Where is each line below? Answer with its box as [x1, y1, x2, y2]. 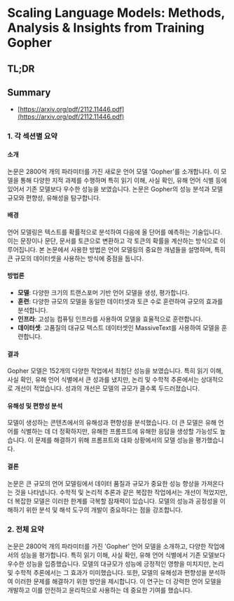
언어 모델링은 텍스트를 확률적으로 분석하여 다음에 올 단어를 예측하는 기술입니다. [7, 227, 223, 236]
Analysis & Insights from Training [7, 20, 205, 36]
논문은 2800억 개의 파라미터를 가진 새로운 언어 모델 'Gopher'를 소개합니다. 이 [7, 167, 219, 176]
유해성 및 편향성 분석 [7, 402, 63, 410]
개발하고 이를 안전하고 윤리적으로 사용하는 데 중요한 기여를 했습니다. [7, 586, 193, 594]
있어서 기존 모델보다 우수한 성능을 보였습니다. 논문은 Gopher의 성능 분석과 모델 [7, 185, 223, 193]
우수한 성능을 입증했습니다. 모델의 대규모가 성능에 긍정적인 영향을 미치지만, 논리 [7, 560, 224, 568]
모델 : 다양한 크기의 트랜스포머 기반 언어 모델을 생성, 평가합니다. [17, 288, 190, 296]
